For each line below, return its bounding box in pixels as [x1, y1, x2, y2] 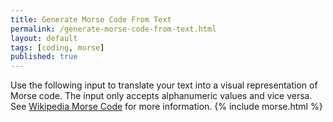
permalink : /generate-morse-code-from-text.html [10, 24, 217, 34]
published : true [10, 52, 78, 62]
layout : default [10, 33, 78, 43]
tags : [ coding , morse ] [10, 42, 105, 53]
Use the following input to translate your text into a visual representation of [10, 79, 318, 91]
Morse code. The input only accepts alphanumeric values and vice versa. [10, 90, 313, 102]
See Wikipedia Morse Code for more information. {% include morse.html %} [10, 101, 323, 113]
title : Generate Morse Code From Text [10, 14, 172, 25]
